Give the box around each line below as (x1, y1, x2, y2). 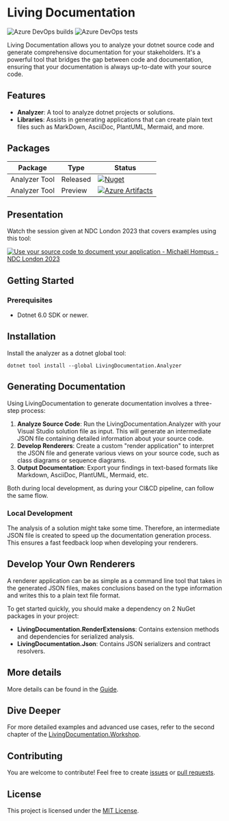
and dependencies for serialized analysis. (16, 632, 135, 641)
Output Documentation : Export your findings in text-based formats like (16, 463, 218, 471)
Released (61, 174, 92, 184)
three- (194, 399, 213, 407)
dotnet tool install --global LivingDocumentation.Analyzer (7, 362, 183, 369)
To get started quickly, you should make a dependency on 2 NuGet (7, 604, 196, 612)
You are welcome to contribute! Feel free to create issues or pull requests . (7, 768, 215, 776)
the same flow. (7, 491, 49, 499)
